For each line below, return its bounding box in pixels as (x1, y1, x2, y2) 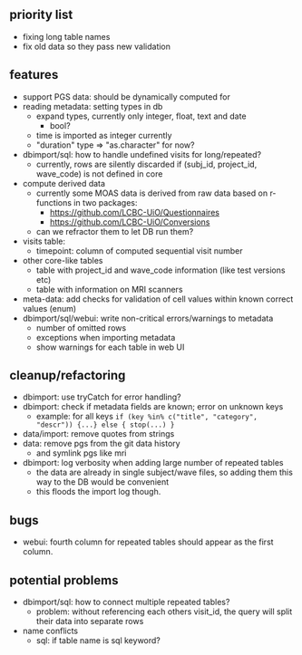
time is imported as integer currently (35, 130, 172, 140)
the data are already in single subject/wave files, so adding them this (35, 467, 293, 478)
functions (35, 197, 73, 207)
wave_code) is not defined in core (35, 168, 163, 179)
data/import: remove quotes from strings (22, 429, 175, 439)
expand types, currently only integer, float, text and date (35, 111, 247, 121)
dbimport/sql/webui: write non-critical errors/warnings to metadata (22, 313, 274, 323)
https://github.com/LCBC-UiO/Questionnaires (49, 207, 220, 217)
